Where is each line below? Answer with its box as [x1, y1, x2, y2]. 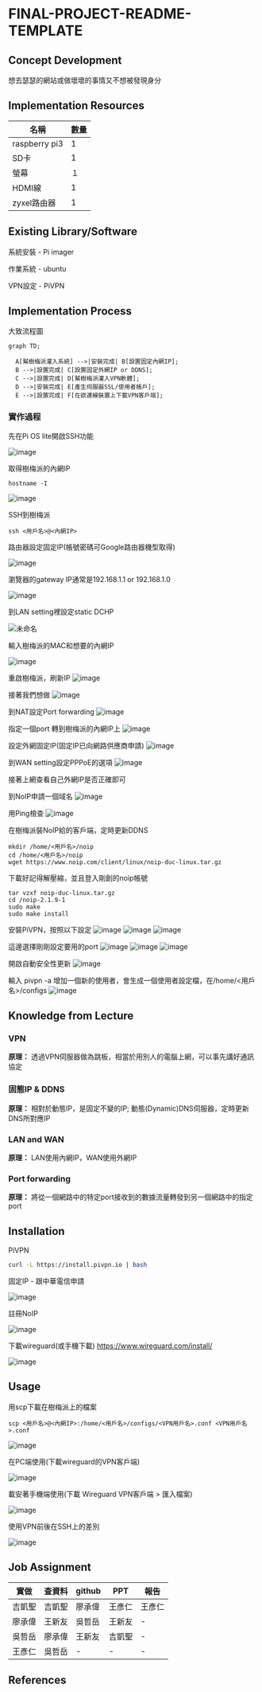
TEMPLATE [8, 21, 83, 40]
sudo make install [8, 909, 69, 918]
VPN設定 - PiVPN [8, 280, 65, 291]
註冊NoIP [8, 1309, 38, 1318]
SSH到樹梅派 [8, 510, 51, 519]
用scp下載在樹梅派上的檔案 [8, 1402, 97, 1412]
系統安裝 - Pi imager [8, 247, 75, 256]
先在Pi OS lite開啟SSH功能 [8, 431, 94, 440]
